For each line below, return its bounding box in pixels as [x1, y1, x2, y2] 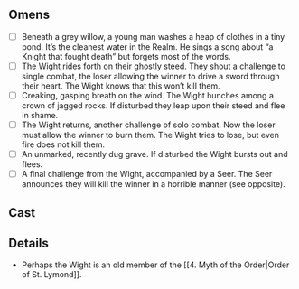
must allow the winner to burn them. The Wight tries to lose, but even [21, 130, 279, 141]
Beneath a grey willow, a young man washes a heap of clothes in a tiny [21, 31, 285, 42]
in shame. [21, 110, 59, 120]
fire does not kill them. [21, 139, 106, 150]
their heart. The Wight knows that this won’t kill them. [21, 80, 220, 91]
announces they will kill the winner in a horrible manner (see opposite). [21, 179, 285, 190]
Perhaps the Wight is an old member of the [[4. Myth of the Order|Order [21, 259, 290, 270]
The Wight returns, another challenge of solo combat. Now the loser [21, 119, 276, 130]
